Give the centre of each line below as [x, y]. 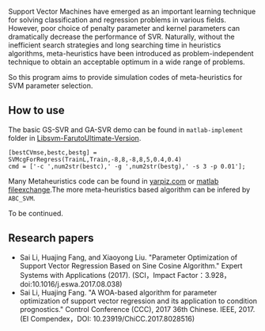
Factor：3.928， [204, 275]
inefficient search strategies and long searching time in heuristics [115, 45]
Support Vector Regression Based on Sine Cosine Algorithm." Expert [131, 265]
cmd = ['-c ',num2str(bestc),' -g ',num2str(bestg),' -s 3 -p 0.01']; [127, 166]
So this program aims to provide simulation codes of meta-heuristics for [125, 77]
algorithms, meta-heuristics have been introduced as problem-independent [131, 53]
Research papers [51, 238]
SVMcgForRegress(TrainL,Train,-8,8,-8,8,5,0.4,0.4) [95, 159]
